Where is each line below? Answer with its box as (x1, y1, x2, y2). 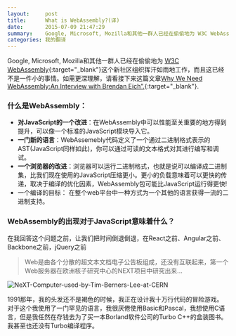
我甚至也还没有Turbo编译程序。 (7, 321, 98, 330)
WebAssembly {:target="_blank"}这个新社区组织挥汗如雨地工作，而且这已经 (7, 65, 225, 74)
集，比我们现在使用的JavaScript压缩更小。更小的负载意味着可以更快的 (17, 171, 221, 179)
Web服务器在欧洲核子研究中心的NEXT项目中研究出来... (24, 266, 183, 275)
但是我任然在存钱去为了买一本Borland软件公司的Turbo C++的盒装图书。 (19, 312, 228, 321)
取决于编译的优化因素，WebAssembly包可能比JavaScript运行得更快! (29, 180, 228, 188)
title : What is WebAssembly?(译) (7, 17, 120, 24)
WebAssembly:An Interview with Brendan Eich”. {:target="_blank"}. (7, 82, 199, 91)
